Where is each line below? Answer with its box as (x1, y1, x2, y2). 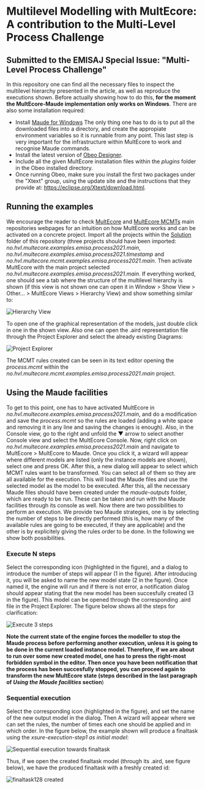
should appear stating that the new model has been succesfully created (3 (6, 589, 194, 596)
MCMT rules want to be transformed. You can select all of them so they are (6, 469, 196, 476)
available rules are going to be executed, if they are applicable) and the (6, 521, 185, 528)
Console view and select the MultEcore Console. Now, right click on (6, 436, 177, 444)
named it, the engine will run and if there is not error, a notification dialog (6, 583, 190, 590)
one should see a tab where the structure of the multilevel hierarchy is (6, 276, 183, 283)
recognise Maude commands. (15, 145, 91, 152)
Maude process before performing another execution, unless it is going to (6, 639, 198, 647)
